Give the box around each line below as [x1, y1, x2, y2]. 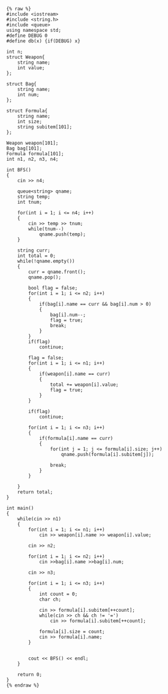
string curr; [17, 247, 51, 253]
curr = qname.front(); [28, 269, 86, 275]
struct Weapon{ [6, 54, 45, 60]
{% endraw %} [6, 682, 40, 688]
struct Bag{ [6, 81, 37, 87]
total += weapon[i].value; [49, 382, 119, 388]
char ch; [38, 596, 62, 603]
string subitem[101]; [17, 124, 72, 130]
